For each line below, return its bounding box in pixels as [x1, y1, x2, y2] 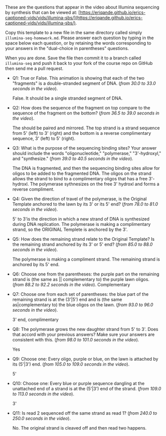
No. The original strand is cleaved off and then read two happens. [12, 425, 147, 431]
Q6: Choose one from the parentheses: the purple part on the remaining [12, 271, 160, 277]
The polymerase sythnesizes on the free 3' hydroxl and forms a [30, 181, 160, 187]
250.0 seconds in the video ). [12, 416, 71, 421]
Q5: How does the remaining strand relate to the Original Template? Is [12, 236, 155, 242]
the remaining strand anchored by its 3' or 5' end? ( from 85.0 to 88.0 [12, 241, 153, 247]
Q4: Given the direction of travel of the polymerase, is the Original [12, 196, 147, 202]
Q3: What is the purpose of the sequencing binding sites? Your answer [12, 145, 157, 151]
